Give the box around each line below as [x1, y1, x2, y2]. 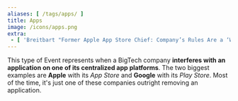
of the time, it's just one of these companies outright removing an [7, 78, 198, 87]
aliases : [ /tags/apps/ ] [7, 10, 84, 18]
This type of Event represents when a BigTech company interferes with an [7, 56, 226, 64]
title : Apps [7, 17, 42, 24]
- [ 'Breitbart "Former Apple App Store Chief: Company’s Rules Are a [10, 37, 223, 44]
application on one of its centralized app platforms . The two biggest [7, 64, 210, 72]
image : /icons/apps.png [7, 23, 78, 30]
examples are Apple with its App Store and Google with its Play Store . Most [7, 71, 228, 80]
